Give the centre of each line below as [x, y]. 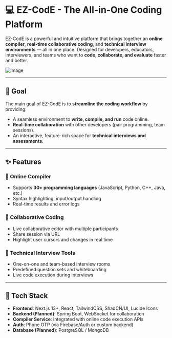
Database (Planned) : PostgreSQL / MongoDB [61, 330]
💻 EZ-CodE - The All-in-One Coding [84, 10]
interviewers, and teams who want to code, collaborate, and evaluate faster [86, 55]
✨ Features [23, 162]
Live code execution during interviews [53, 275]
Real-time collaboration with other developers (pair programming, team [89, 124]
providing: [16, 109]
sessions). [24, 130]
